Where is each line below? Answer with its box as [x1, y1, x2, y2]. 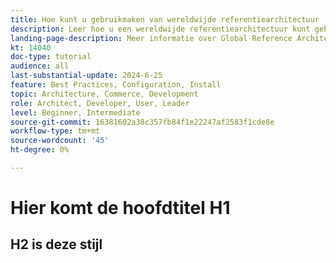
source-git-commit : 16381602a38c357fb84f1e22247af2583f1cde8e [10, 117, 275, 127]
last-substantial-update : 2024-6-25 [10, 71, 163, 81]
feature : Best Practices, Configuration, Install [10, 80, 222, 90]
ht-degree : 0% [10, 145, 70, 155]
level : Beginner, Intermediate [10, 107, 141, 118]
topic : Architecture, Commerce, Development [10, 89, 199, 99]
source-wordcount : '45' [10, 136, 110, 146]
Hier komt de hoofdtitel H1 [10, 197, 231, 220]
